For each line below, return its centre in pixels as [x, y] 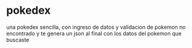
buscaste [18, 40]
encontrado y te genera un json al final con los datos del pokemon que [94, 33]
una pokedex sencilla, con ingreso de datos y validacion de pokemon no [96, 27]
